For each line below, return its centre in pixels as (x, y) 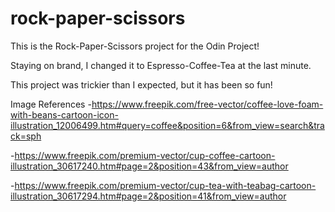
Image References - (51, 104)
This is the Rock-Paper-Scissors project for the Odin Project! (135, 46)
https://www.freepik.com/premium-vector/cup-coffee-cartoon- (145, 155)
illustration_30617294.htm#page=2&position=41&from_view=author (148, 196)
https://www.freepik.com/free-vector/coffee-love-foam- (207, 104)
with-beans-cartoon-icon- (64, 114)
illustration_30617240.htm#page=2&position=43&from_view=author (149, 166)
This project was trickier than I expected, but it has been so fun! (141, 84)
